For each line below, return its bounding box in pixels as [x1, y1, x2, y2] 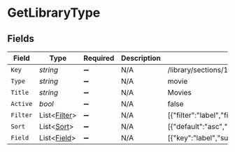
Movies [167, 88, 192, 97]
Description [121, 54, 161, 63]
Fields [7, 33, 35, 45]
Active [10, 100, 33, 107]
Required [83, 54, 115, 63]
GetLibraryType [7, 5, 101, 21]
